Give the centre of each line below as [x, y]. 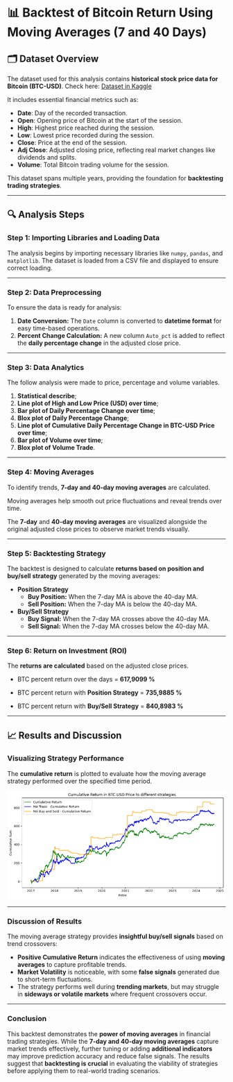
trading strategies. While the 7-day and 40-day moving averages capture [113, 1041]
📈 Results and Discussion [64, 735]
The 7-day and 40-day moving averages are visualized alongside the [107, 521]
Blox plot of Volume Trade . [56, 448]
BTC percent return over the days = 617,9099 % [86, 679]
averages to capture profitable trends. [72, 965]
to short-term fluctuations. [55, 979]
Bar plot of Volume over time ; [60, 440]
